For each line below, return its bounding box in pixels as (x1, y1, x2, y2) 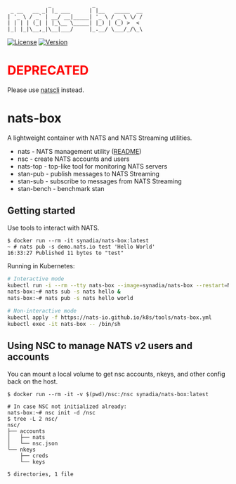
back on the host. (7, 377, 58, 386)
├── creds (20, 452, 49, 459)
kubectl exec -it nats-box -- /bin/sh (7, 320, 121, 327)
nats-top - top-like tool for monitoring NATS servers (17, 162, 168, 170)
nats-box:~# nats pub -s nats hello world (7, 295, 133, 302)
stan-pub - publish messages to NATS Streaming (17, 169, 160, 178)
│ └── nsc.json (7, 440, 58, 447)
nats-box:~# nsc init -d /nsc (7, 409, 96, 416)
